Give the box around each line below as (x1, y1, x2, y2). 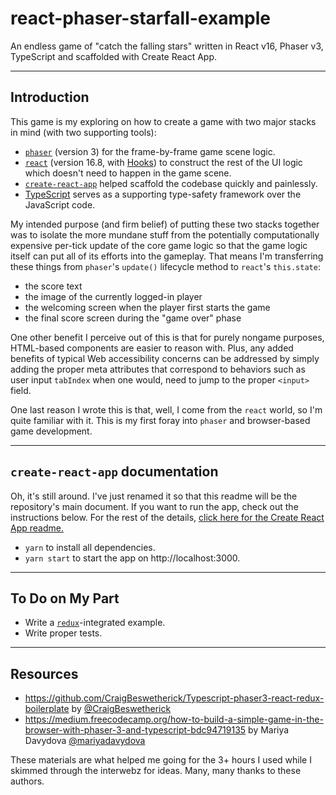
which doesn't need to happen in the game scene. (24, 167, 232, 179)
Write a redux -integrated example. (24, 617, 166, 629)
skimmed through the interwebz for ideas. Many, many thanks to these (10, 765, 302, 777)
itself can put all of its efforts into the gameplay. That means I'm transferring (10, 250, 324, 262)
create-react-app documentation (10, 463, 219, 481)
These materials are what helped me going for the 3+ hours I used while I (10, 754, 312, 766)
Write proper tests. (24, 627, 103, 639)
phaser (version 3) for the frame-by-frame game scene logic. (24, 145, 276, 157)
